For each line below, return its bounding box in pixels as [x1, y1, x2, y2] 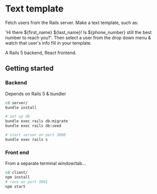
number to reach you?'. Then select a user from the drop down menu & [5, 35, 151, 41]
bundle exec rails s [5, 137, 48, 142]
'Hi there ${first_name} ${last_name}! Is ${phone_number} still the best [5, 29, 152, 35]
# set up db [5, 114, 30, 119]
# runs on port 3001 [5, 179, 48, 184]
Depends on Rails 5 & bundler [5, 91, 66, 97]
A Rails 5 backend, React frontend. [5, 50, 76, 56]
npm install [5, 174, 30, 179]
